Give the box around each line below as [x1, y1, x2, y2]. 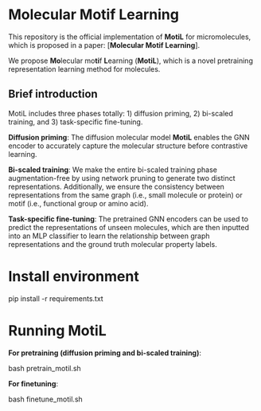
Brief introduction [8, 88, 98, 101]
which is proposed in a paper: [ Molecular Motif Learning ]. [8, 40, 201, 49]
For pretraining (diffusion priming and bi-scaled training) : [8, 348, 201, 358]
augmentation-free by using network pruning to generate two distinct [8, 173, 236, 182]
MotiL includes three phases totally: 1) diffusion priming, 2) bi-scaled [8, 108, 233, 118]
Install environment [8, 267, 139, 285]
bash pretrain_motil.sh [8, 363, 81, 373]
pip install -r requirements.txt [8, 293, 103, 303]
